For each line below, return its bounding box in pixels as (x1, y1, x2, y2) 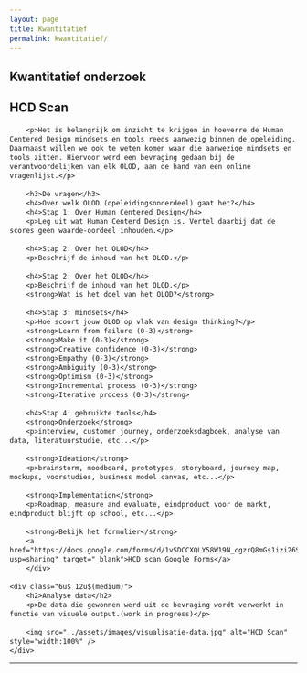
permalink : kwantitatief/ (9, 34, 108, 43)
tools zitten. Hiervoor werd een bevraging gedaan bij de (9, 152, 235, 162)
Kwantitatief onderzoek (9, 68, 146, 84)
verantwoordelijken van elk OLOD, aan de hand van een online (9, 162, 251, 171)
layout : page (9, 15, 59, 24)
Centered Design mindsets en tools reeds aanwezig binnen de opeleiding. (9, 134, 297, 143)
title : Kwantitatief (9, 24, 89, 34)
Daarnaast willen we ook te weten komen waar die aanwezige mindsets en (9, 143, 292, 152)
